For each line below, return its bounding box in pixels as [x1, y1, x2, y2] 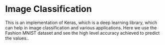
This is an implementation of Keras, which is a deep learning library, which [5, 20, 158, 25]
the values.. [5, 35, 29, 41]
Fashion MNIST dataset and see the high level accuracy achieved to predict [5, 30, 160, 36]
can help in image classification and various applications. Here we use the [5, 24, 157, 30]
